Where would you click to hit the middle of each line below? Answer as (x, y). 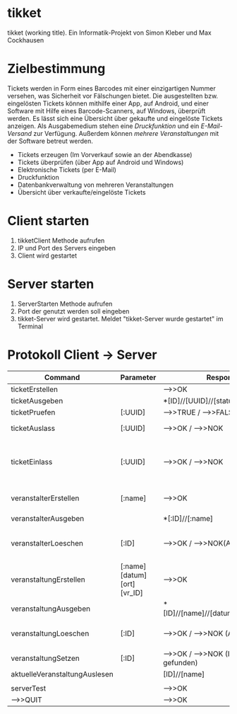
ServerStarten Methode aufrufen (65, 304)
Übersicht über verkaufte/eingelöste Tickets (81, 192)
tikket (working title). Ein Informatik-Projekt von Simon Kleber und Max (109, 33)
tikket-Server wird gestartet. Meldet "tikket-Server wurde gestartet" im (120, 318)
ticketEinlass (32, 461)
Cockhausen (26, 40)
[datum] (134, 575)
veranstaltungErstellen (48, 580)
